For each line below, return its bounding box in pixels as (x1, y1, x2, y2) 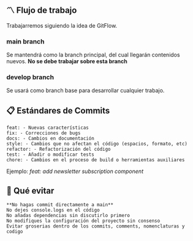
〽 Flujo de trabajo (6, 5, 77, 16)
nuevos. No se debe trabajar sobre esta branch (6, 58, 127, 65)
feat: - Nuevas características (6, 124, 89, 131)
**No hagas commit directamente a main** (6, 202, 114, 208)
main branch (6, 37, 45, 45)
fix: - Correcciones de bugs (6, 130, 81, 136)
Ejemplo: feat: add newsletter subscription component (6, 167, 144, 175)
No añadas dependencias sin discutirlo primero (6, 213, 131, 219)
